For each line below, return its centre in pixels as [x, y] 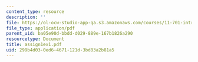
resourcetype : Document [35, 39]
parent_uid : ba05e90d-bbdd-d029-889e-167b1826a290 [70, 34]
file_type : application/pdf [41, 28]
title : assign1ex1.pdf [34, 45]
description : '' [26, 17]
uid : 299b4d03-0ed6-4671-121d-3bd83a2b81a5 [60, 50]
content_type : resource [35, 12]
